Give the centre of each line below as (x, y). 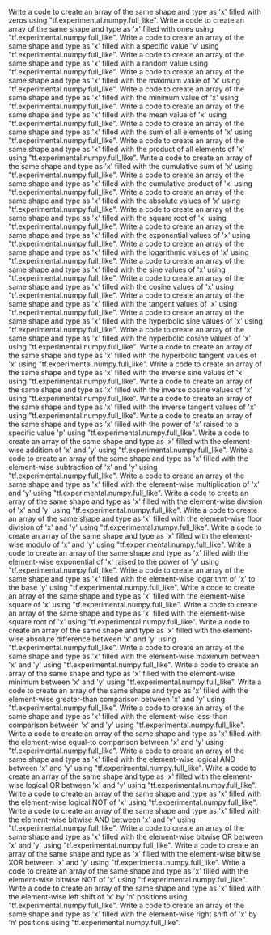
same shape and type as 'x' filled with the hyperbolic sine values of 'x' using (135, 321)
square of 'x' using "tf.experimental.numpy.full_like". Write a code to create (133, 605)
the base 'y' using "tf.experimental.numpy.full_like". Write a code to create (131, 587)
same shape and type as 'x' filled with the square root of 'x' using (117, 218)
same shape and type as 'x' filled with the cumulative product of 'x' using (131, 184)
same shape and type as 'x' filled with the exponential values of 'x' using (129, 235)
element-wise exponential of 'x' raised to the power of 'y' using (114, 562)
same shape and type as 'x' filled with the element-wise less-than (118, 716)
